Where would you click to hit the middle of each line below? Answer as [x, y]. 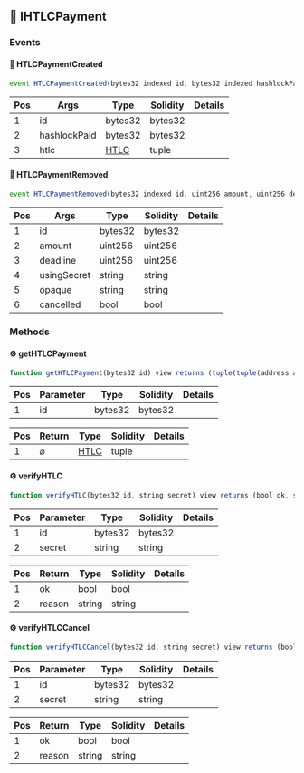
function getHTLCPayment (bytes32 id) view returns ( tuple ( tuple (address [149, 372]
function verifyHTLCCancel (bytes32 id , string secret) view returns [141, 647]
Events [25, 43]
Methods [29, 332]
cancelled [60, 304]
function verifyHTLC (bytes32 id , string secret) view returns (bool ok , [149, 495]
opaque [56, 290]
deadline [58, 261]
